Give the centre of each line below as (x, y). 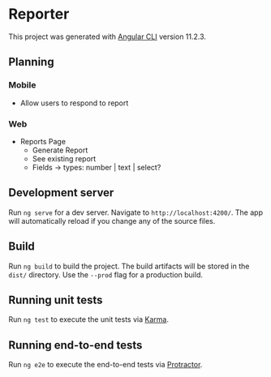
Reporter (39, 14)
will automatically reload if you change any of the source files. (112, 221)
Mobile (22, 85)
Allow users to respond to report (74, 103)
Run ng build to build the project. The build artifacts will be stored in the (129, 266)
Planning (31, 62)
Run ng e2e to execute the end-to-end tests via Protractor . (105, 365)
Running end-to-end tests (75, 345)
